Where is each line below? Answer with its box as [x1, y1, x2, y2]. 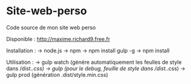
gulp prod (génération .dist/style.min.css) [6, 71, 108, 78]
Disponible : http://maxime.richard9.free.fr [6, 35, 111, 42]
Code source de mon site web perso [6, 24, 96, 31]
